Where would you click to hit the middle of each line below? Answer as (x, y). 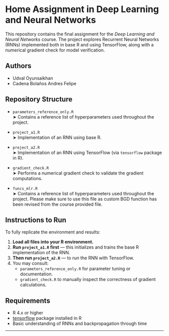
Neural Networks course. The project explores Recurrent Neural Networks (82, 39)
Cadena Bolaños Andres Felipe (44, 83)
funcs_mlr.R (25, 188)
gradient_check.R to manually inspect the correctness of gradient (88, 279)
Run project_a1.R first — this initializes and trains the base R (76, 247)
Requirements (28, 300)
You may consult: (30, 263)
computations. (27, 178)
